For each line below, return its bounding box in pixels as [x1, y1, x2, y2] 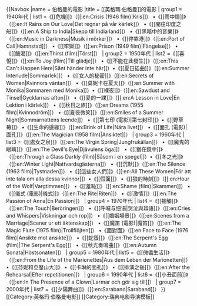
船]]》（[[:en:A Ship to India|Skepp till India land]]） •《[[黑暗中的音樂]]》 [6, 28, 179, 35]
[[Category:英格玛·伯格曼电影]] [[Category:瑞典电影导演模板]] [6, 293, 155, 300]
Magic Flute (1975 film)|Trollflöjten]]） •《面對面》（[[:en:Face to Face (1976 [6, 227, 189, 233]
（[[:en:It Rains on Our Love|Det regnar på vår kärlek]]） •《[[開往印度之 [6, 21, 182, 27]
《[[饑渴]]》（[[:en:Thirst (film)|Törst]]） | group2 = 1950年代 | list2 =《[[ [6, 50, 179, 57]
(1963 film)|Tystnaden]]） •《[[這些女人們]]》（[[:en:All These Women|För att [6, 168, 191, 175]
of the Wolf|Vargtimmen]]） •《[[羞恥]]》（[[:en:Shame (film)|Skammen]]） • [6, 183, 191, 189]
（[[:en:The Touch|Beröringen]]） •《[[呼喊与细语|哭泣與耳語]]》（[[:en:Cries [6, 205, 191, 212]
